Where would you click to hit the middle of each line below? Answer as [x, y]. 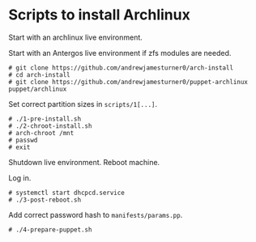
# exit [19, 147]
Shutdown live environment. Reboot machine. [84, 162]
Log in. [20, 178]
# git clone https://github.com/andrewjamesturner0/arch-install [121, 68]
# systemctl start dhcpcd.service [67, 193]
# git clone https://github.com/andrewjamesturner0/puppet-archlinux [128, 82]
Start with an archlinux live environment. [76, 37]
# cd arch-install [39, 74]
